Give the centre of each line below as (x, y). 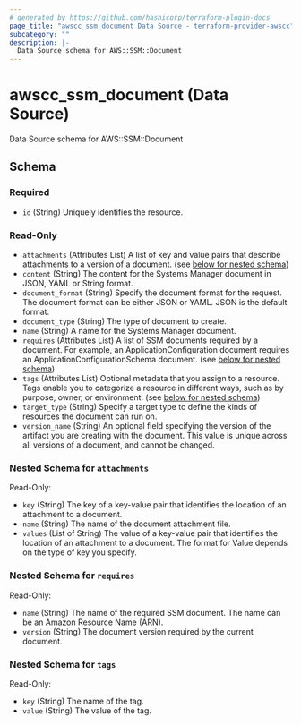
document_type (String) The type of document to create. (124, 321)
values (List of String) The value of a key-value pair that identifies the (150, 533)
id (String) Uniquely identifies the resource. (103, 212)
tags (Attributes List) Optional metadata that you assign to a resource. (151, 379)
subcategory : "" (39, 34)
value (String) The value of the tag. (87, 710)
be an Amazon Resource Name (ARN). (93, 622)
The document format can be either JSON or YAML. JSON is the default (155, 303)
